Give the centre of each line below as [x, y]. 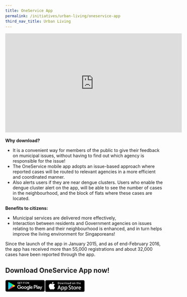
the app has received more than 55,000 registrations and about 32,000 [79, 249]
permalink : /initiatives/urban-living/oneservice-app [63, 16]
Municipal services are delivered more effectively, [64, 218]
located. [21, 198]
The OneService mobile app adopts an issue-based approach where [84, 167]
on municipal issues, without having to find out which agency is [78, 156]
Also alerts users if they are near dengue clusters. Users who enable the [87, 182]
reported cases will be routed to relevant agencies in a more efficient [84, 172]
